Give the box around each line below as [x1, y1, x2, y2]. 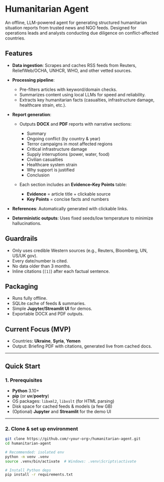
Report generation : [12, 111, 52, 117]
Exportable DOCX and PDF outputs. [12, 311, 84, 317]
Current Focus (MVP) [5, 325, 71, 333]
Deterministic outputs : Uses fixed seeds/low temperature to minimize [12, 215, 154, 221]
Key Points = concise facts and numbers [26, 196, 109, 202]
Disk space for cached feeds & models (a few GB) [12, 403, 113, 409]
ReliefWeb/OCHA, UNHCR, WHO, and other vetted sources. [12, 67, 132, 73]
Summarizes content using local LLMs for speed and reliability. [19, 91, 146, 97]
